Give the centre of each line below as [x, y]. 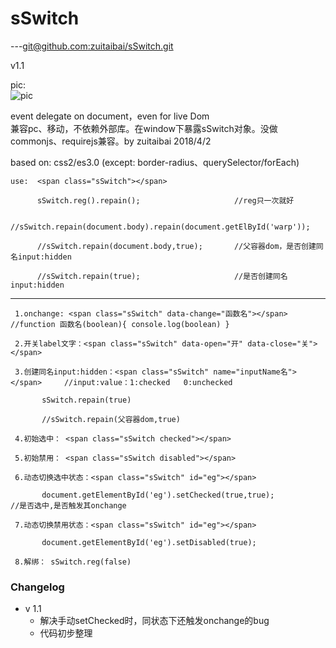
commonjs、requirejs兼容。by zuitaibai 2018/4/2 [111, 141]
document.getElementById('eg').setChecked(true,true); [158, 495]
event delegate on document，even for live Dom [110, 116]
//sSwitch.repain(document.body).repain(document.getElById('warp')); [160, 227]
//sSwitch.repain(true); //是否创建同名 [162, 276]
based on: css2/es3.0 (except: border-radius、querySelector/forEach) [155, 162]
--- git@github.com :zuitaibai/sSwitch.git [92, 46]
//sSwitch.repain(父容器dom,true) [111, 419]
